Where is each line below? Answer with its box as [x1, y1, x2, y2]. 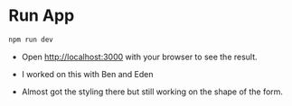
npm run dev [8, 35, 53, 44]
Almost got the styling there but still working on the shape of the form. [21, 86, 284, 97]
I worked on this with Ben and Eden [21, 68, 155, 79]
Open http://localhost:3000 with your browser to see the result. [21, 51, 259, 62]
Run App [8, 5, 75, 26]
